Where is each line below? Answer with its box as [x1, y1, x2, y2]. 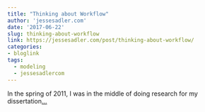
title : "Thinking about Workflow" [7, 10, 110, 18]
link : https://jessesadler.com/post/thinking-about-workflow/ [7, 37, 194, 44]
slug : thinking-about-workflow [7, 30, 100, 38]
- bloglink [7, 50, 40, 57]
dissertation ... [7, 96, 47, 105]
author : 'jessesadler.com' [7, 17, 87, 24]
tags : [7, 57, 23, 64]
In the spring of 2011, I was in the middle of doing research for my [7, 89, 198, 98]
